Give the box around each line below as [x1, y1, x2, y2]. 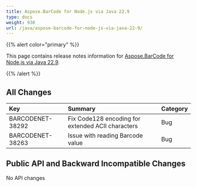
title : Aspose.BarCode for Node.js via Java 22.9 [6, 8, 130, 15]
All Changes [6, 87, 52, 97]
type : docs [6, 14, 33, 20]
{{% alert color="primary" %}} [6, 41, 80, 48]
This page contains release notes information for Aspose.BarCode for [6, 52, 174, 59]
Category [161, 105, 188, 113]
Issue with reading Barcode [67, 132, 144, 140]
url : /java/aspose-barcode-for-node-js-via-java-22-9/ [6, 25, 143, 31]
